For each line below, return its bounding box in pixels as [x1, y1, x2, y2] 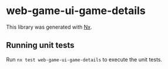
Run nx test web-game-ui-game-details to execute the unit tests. [6, 56, 163, 63]
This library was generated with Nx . [6, 23, 92, 30]
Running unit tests [6, 40, 75, 50]
